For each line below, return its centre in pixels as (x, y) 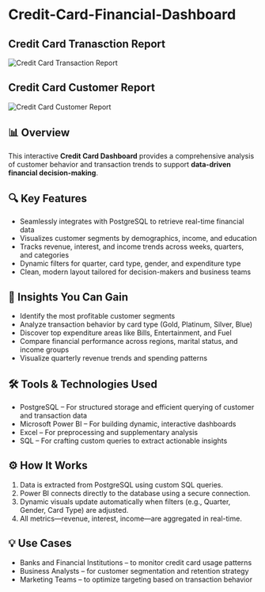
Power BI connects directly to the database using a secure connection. (135, 493)
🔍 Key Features (47, 199)
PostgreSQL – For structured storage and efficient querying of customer (137, 407)
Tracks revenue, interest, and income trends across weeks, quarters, (132, 246)
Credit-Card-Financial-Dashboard (122, 15)
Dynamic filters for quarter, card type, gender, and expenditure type (130, 264)
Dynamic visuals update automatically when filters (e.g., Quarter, (125, 502)
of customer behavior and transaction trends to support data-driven (119, 164)
